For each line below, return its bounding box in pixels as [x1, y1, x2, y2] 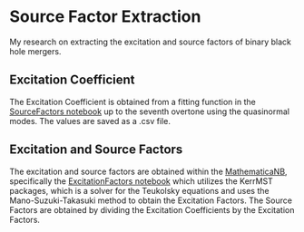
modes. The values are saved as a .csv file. [9, 115, 171, 126]
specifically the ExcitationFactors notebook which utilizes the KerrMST [9, 175, 274, 187]
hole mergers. [9, 45, 62, 56]
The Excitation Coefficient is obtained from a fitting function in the [9, 96, 256, 107]
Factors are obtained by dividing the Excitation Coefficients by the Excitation [9, 204, 295, 215]
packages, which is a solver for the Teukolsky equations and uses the [9, 185, 270, 196]
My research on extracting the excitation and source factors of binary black [9, 36, 292, 47]
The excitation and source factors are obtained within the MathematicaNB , [9, 166, 288, 177]
